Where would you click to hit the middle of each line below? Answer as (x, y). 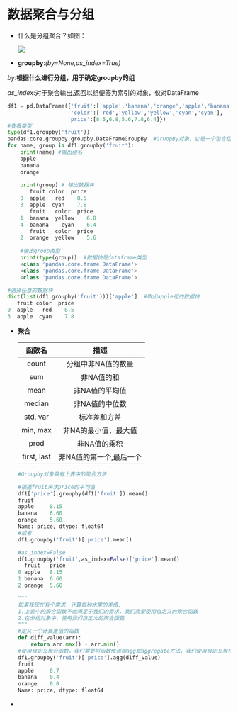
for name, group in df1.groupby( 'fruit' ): (71, 146)
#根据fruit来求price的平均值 (56, 487)
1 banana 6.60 (40, 579)
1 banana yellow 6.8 (58, 218)
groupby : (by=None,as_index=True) (69, 63)
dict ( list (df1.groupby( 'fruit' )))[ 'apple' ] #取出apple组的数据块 (104, 297)
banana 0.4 (38, 678)
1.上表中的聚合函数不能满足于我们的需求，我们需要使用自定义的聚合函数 (108, 611)
